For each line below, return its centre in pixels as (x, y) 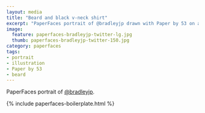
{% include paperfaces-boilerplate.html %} (60, 104)
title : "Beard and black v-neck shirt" (57, 18)
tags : (13, 52)
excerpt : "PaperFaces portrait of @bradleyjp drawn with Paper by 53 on (101, 23)
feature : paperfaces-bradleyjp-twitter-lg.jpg (72, 35)
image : (15, 29)
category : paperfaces (34, 46)
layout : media (24, 12)
